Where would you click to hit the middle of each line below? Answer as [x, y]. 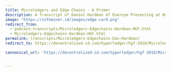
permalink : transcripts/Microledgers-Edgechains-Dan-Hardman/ [73, 39]
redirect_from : [21, 24]
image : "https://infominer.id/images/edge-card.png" [62, 19]
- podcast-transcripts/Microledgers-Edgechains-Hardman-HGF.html [81, 29]
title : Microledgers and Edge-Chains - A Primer [58, 10]
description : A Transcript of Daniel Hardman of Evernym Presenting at [83, 15]
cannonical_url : [22, 52]
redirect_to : [19, 43]
